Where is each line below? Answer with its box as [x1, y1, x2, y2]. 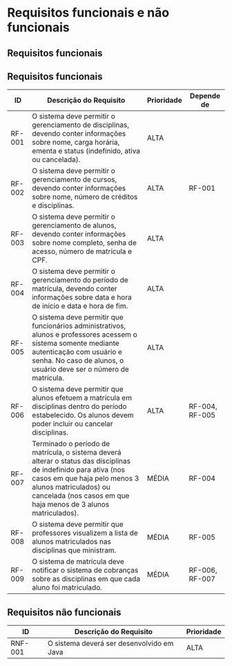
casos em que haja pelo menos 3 [32, 473, 139, 483]
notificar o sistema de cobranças [32, 566, 139, 575]
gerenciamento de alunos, [32, 220, 117, 230]
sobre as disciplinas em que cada [32, 574, 140, 584]
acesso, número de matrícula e [32, 247, 133, 256]
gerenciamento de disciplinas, [32, 120, 130, 130]
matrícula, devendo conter [32, 284, 117, 294]
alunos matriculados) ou [32, 482, 110, 492]
